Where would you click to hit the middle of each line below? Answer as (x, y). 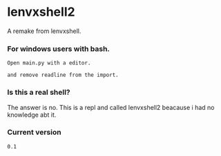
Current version (34, 133)
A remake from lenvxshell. (44, 31)
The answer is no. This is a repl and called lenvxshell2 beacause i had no (111, 107)
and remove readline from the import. (63, 75)
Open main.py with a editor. (49, 63)
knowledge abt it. (32, 115)
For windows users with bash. (59, 49)
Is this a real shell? (39, 92)
